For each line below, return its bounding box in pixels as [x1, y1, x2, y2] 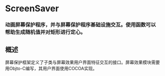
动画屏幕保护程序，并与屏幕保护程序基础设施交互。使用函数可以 [5, 22, 156, 28]
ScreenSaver [5, 3, 59, 14]
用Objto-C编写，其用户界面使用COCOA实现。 [5, 65, 97, 71]
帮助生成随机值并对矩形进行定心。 [5, 29, 86, 36]
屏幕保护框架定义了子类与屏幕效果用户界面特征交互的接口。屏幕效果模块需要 [5, 59, 160, 65]
